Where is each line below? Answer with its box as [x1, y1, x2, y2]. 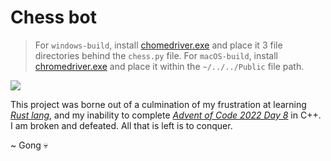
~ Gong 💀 [10, 139, 49, 151]
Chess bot [10, 6, 97, 29]
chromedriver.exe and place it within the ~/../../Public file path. [34, 60, 305, 72]
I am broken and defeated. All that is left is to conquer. [10, 119, 233, 131]
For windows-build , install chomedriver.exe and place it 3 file [34, 39, 283, 51]
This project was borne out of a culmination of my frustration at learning [10, 98, 307, 110]
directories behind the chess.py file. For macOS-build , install [34, 49, 278, 61]
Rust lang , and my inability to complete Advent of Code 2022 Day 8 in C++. [10, 109, 322, 121]
